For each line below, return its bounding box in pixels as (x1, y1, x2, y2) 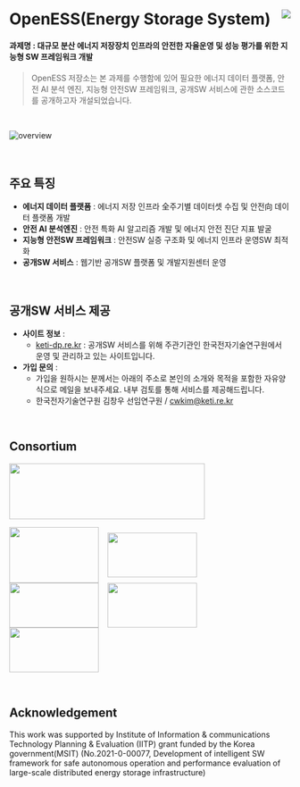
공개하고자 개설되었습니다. (40, 95, 132, 106)
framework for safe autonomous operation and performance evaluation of (9, 758, 281, 768)
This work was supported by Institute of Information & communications (9, 729, 271, 740)
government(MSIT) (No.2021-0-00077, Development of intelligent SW (9, 748, 265, 758)
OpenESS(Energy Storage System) (9, 9, 271, 29)
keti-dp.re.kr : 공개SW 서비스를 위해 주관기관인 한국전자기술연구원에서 (35, 339, 283, 350)
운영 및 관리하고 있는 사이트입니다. (35, 351, 155, 362)
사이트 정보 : (21, 329, 65, 339)
